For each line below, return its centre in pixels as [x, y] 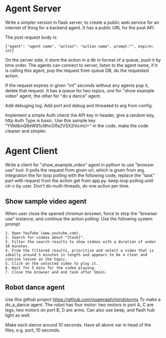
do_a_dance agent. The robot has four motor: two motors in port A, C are [79, 304]
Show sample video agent [46, 202]
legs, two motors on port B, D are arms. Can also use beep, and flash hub [80, 310]
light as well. [18, 315]
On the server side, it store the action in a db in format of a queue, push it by [83, 60]
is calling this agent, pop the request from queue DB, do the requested [77, 70]
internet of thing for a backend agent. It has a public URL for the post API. [80, 27]
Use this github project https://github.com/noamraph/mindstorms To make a [83, 299]
